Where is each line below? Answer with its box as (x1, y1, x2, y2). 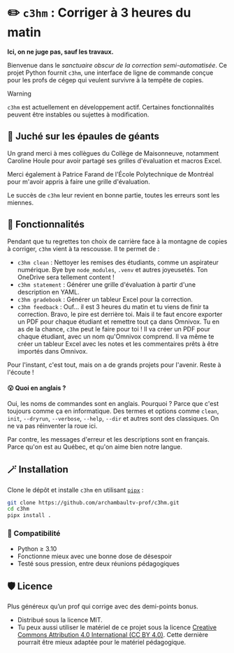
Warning (7, 89, 31, 98)
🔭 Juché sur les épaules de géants (7, 130, 159, 142)
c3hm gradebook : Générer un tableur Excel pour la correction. (17, 295, 193, 303)
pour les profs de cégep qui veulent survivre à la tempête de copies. (7, 75, 204, 84)
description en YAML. (17, 287, 80, 296)
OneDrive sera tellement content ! (17, 273, 115, 281)
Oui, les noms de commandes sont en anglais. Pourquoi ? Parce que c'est (7, 399, 219, 407)
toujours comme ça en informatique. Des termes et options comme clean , (7, 407, 219, 415)
